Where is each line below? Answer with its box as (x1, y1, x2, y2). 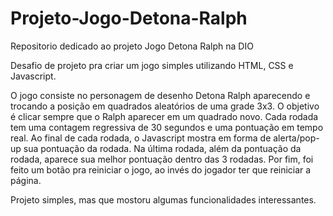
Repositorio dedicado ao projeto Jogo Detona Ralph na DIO (10, 40, 254, 52)
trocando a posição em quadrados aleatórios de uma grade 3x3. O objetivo (10, 100, 320, 112)
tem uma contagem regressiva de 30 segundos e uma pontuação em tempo (10, 121, 324, 133)
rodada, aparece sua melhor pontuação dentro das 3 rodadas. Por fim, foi (10, 153, 314, 165)
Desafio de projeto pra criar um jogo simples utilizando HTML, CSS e (10, 59, 294, 71)
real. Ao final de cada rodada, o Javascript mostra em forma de (10, 132, 272, 144)
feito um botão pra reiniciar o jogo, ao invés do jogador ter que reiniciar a (10, 163, 312, 176)
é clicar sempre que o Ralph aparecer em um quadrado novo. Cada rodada (10, 110, 319, 122)
